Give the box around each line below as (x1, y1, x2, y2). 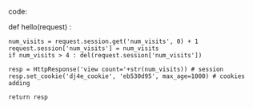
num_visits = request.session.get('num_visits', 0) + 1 (8, 37, 199, 45)
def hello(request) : (8, 22, 72, 31)
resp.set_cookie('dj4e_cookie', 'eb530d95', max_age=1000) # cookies (8, 72, 246, 80)
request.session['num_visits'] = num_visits (8, 45, 159, 53)
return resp (8, 93, 48, 101)
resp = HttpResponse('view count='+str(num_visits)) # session (8, 65, 224, 73)
